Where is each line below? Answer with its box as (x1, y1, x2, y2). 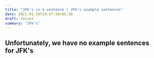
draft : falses (5, 16, 34, 21)
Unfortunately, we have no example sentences (5, 39, 150, 47)
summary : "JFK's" (5, 20, 40, 26)
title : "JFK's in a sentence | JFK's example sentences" (5, 7, 123, 12)
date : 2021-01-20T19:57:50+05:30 (5, 12, 73, 17)
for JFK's (5, 46, 34, 55)
